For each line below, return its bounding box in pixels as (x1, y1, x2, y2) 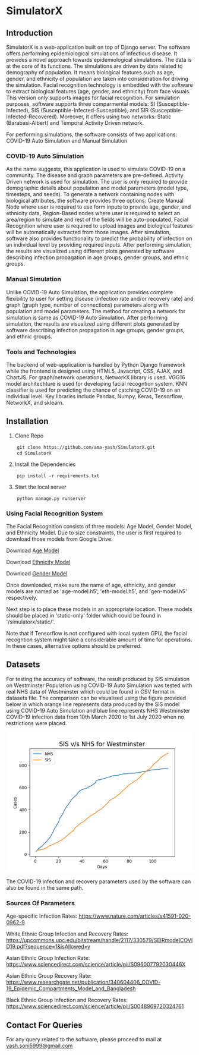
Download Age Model (6, 547, 59, 554)
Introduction (6, 28, 53, 38)
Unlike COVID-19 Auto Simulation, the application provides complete (6, 288, 173, 295)
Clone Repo (14, 432, 44, 439)
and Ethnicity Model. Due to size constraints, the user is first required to (6, 529, 182, 536)
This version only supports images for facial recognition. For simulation (6, 94, 180, 101)
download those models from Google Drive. (6, 536, 113, 542)
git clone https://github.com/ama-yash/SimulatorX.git (17, 444, 156, 450)
